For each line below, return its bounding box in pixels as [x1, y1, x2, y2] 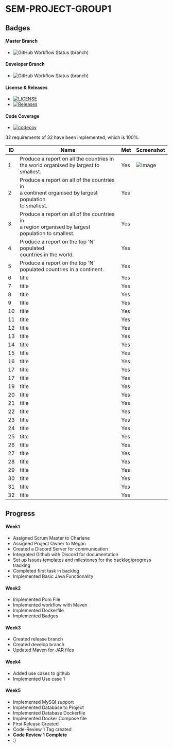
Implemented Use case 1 [12, 675, 65, 682]
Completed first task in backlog [12, 567, 80, 574]
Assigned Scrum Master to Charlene [12, 535, 90, 541]
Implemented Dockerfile [12, 608, 64, 614]
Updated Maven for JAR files [12, 647, 74, 653]
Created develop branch [12, 642, 65, 648]
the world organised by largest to [20, 162, 100, 169]
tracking [12, 562, 31, 568]
